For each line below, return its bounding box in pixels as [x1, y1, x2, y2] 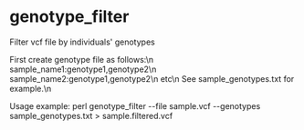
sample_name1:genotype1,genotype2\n [9, 64, 157, 75]
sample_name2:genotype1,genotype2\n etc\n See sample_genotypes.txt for [9, 73, 295, 84]
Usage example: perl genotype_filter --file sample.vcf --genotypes [9, 100, 261, 111]
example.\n [9, 83, 52, 94]
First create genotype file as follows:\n [9, 54, 154, 65]
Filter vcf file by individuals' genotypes [9, 36, 155, 47]
